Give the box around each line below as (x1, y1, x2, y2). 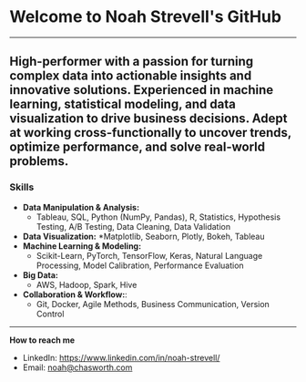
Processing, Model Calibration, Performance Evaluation (36, 260, 244, 271)
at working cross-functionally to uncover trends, (9, 125, 291, 140)
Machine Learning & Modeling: (22, 240, 142, 252)
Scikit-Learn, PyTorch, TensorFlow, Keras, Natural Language (36, 250, 263, 261)
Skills (9, 181, 35, 193)
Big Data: (22, 269, 59, 280)
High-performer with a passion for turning (9, 54, 254, 69)
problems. (9, 153, 69, 170)
